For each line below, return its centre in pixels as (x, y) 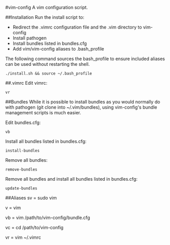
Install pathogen (30, 38)
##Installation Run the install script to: (45, 17)
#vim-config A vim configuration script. (47, 7)
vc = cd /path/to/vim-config (34, 227)
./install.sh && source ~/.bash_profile (49, 73)
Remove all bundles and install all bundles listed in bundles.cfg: (72, 179)
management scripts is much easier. (43, 113)
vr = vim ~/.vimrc (23, 237)
